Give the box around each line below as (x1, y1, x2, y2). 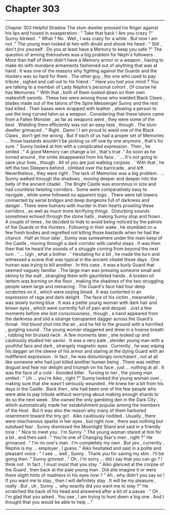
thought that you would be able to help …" (5, 499, 93, 505)
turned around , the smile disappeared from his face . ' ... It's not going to (5, 154, 158, 160)
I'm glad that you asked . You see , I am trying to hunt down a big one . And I (5, 493, 164, 500)
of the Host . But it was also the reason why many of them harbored (5, 407, 147, 414)
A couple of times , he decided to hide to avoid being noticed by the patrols (5, 219, 162, 225)
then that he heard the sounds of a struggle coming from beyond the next (5, 246, 158, 252)
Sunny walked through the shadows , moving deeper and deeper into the (5, 176, 157, 182)
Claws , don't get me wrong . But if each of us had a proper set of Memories (5, 132, 164, 139)
